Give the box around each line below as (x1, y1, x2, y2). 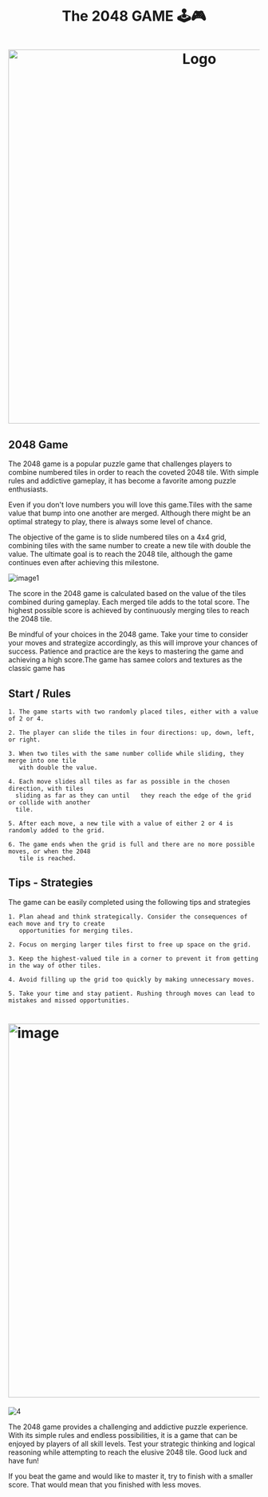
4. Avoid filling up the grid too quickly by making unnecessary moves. (8, 975, 255, 983)
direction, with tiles (8, 784, 84, 792)
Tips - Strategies (8, 876, 93, 890)
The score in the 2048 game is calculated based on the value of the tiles (8, 589, 246, 598)
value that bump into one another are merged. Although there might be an (8, 508, 251, 518)
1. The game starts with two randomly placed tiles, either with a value (8, 708, 259, 716)
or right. (8, 736, 41, 744)
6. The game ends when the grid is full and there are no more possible (8, 840, 255, 848)
